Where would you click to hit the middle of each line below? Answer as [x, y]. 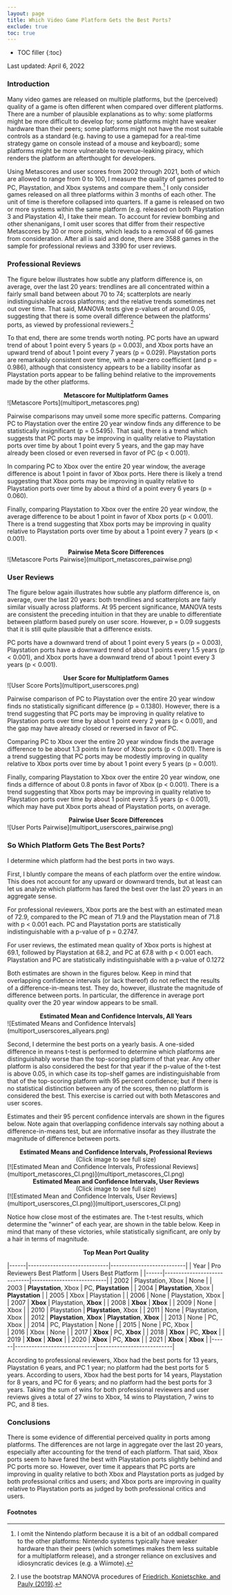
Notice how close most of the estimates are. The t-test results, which [105, 1217]
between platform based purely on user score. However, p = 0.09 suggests [114, 622]
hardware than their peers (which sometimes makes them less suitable [118, 1549]
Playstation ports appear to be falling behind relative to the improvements [112, 375]
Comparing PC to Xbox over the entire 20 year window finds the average [110, 742]
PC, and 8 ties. [28, 1404]
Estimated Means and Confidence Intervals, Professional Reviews [116, 1152]
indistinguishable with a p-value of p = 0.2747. [73, 932]
